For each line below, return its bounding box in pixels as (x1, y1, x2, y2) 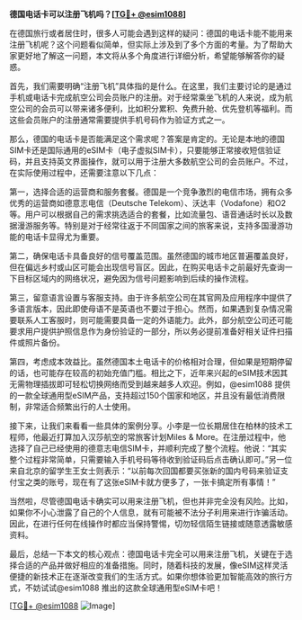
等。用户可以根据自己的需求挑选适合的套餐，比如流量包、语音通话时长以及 (9, 209, 285, 220)
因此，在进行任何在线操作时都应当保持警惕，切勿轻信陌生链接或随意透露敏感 (9, 518, 293, 529)
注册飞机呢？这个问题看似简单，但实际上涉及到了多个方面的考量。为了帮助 (9, 40, 285, 49)
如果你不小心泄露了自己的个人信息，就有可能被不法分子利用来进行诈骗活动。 (9, 508, 293, 517)
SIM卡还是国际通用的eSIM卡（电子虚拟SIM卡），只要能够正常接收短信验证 (9, 145, 281, 156)
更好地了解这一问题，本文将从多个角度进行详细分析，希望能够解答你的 (16, 50, 277, 61)
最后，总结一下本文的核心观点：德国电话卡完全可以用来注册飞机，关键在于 (9, 549, 285, 559)
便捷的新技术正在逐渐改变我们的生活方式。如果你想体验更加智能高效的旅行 (9, 571, 285, 581)
